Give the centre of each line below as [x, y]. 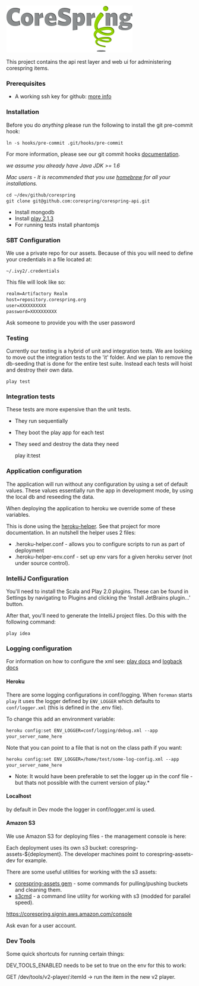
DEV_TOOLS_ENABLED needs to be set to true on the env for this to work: [96, 965]
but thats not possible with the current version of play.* [82, 782]
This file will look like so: [36, 282]
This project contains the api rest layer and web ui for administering [89, 62]
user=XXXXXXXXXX [26, 305]
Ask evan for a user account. [42, 925]
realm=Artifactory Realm [37, 294]
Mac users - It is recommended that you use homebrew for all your [88, 177]
